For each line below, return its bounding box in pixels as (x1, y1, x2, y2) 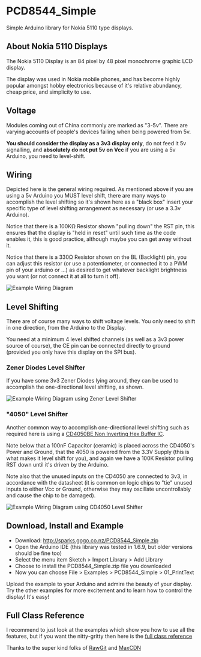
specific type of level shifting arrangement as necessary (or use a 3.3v (6, 205, 181, 212)
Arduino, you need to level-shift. (6, 152, 86, 160)
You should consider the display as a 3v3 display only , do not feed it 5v (6, 139, 187, 147)
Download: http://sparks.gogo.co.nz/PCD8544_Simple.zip (14, 536, 159, 544)
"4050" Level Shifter (6, 410, 68, 419)
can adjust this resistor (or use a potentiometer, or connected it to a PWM (6, 260, 188, 267)
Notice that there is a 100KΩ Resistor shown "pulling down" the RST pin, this (6, 223, 195, 230)
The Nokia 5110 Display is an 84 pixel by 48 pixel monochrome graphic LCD (6, 57, 193, 64)
